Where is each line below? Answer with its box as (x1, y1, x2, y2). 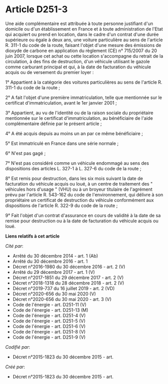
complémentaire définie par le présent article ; (5, 120, 103, 126)
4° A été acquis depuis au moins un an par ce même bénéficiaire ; (5, 130, 143, 136)
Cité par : (5, 243, 24, 249)
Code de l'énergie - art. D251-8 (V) (12, 328, 86, 335)
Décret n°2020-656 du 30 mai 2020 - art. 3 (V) (12, 296, 112, 302)
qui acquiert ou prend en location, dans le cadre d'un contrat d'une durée (5, 31, 159, 37)
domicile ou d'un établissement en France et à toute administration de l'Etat (5, 25, 163, 32)
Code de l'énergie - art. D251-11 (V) (12, 301, 87, 308)
